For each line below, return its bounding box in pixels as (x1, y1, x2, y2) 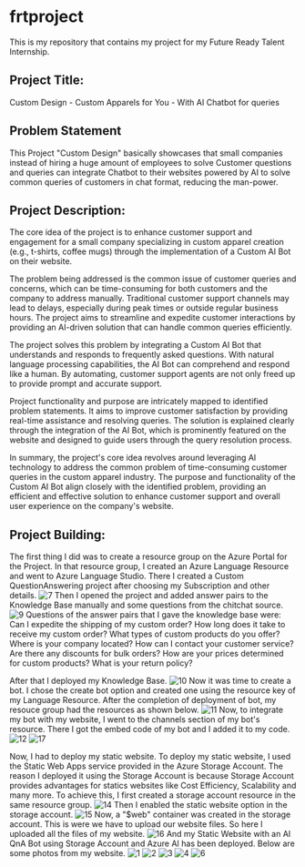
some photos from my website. (9, 848, 126, 859)
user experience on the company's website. (9, 501, 175, 512)
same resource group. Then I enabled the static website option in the (9, 800, 289, 811)
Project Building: (9, 526, 107, 543)
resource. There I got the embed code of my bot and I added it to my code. (9, 724, 290, 735)
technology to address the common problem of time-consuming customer (9, 462, 288, 473)
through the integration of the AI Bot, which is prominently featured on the (9, 425, 287, 436)
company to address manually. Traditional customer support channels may (9, 293, 290, 304)
